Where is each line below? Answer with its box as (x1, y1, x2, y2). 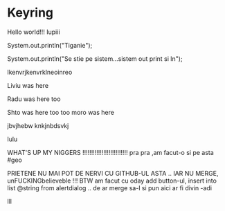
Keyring (7, 5, 54, 21)
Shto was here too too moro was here (7, 108, 114, 116)
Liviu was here (7, 81, 49, 89)
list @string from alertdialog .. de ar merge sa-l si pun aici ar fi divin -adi (7, 183, 213, 192)
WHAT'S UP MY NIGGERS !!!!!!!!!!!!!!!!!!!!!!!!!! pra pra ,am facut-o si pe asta (7, 148, 215, 156)
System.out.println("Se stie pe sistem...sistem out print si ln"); (7, 54, 183, 63)
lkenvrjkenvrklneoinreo (7, 68, 73, 76)
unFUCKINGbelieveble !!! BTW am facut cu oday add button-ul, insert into (7, 176, 217, 185)
